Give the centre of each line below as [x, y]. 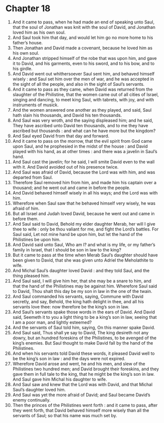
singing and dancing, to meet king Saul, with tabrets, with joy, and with [83, 99]
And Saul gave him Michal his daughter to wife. [60, 379]
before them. [26, 219]
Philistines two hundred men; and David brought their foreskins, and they [86, 369]
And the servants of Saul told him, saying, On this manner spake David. [84, 327]
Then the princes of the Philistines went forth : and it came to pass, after [85, 405]
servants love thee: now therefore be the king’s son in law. [71, 307]
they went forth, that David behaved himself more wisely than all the [81, 410]
